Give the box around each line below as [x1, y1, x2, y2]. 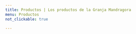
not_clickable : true [5, 16, 49, 21]
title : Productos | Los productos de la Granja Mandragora [5, 7, 131, 12]
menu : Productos [5, 12, 39, 17]
